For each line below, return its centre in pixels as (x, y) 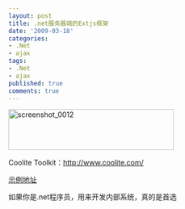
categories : (28, 38)
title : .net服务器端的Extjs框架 (59, 23)
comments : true (34, 91)
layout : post (30, 16)
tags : (17, 61)
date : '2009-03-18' (41, 31)
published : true (36, 83)
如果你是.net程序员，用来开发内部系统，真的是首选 (93, 197)
